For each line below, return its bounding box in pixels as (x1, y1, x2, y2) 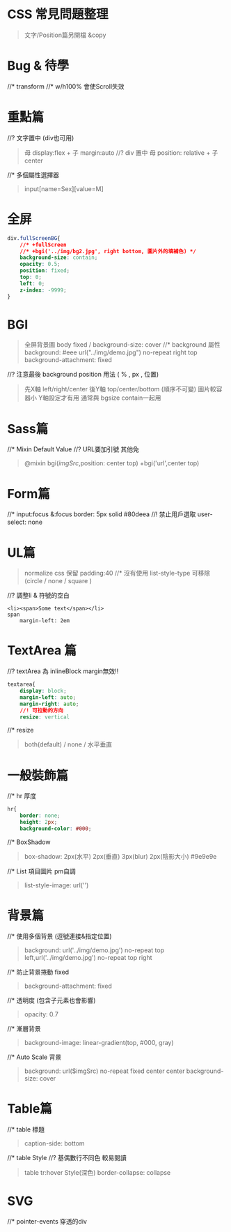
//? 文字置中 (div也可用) (7, 133, 74, 142)
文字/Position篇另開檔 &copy (24, 31, 106, 39)
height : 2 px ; (19, 819, 58, 826)
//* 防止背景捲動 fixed (7, 968, 70, 976)
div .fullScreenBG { (7, 234, 61, 241)
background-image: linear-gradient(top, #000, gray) (24, 1038, 174, 1046)
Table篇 (7, 1101, 52, 1116)
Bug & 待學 (7, 58, 70, 74)
